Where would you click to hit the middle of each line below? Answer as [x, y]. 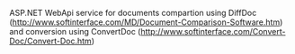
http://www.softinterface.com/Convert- [213, 31]
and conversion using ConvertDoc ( [75, 31]
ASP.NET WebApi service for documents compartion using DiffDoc [133, 13]
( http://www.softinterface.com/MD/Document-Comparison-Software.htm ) [146, 22]
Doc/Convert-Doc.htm [50, 41]
